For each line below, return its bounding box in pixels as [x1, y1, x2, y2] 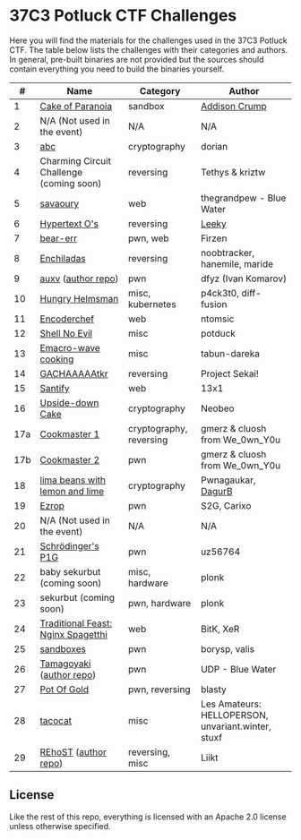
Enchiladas [39, 252, 87, 264]
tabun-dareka [200, 347, 260, 359]
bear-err [39, 232, 78, 244]
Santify [39, 381, 70, 394]
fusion [200, 297, 228, 310]
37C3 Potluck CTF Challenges [9, 5, 237, 26]
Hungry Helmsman [39, 292, 119, 304]
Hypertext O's [39, 217, 99, 229]
